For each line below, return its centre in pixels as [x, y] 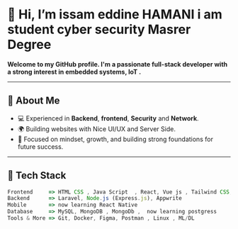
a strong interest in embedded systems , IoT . [74, 72]
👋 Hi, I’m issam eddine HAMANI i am [115, 15]
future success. [40, 146]
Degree [29, 45]
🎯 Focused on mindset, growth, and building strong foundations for [115, 139]
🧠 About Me [34, 101]
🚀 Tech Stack [37, 175]
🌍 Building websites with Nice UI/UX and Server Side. [96, 129]
